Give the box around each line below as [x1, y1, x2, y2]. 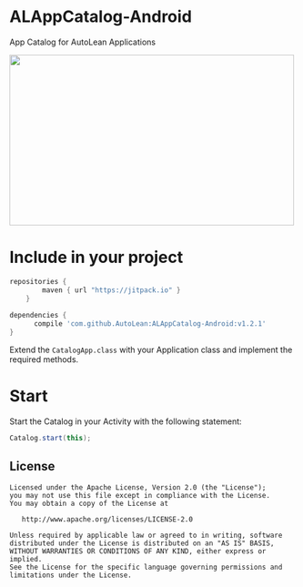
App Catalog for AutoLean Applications [9, 36, 157, 47]
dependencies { [9, 311, 67, 320]
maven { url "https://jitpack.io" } [42, 285, 181, 295]
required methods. [9, 354, 79, 365]
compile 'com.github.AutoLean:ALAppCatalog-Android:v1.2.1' [33, 319, 267, 329]
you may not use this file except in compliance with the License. [9, 491, 271, 500]
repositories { [9, 277, 67, 286]
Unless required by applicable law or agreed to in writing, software [9, 531, 283, 540]
